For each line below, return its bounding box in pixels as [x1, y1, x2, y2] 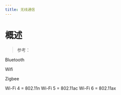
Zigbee [5, 75, 20, 81]
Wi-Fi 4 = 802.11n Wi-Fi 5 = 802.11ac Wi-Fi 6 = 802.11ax [5, 85, 116, 91]
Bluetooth [5, 57, 25, 63]
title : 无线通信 [5, 7, 35, 12]
